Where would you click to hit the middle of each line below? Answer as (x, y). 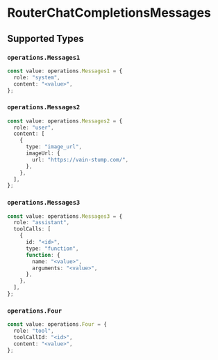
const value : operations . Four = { (57, 324)
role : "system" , (37, 77)
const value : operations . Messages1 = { (65, 71)
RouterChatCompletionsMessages (109, 13)
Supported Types (46, 39)
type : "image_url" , (53, 147)
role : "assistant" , (42, 223)
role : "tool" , (34, 331)
